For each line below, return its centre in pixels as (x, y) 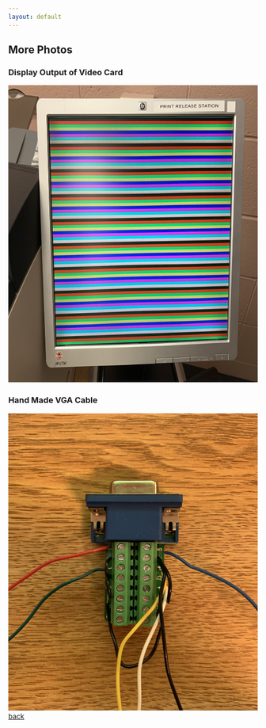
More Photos (40, 50)
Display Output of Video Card (66, 72)
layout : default (35, 17)
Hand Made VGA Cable (53, 400)
